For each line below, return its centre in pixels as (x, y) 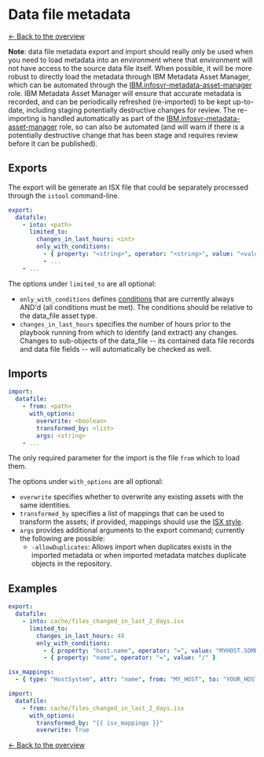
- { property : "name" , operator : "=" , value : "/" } (129, 658)
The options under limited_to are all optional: (82, 283)
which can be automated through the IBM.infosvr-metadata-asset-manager (130, 85)
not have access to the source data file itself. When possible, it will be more (130, 68)
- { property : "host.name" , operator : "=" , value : (128, 651)
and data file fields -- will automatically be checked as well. (115, 349)
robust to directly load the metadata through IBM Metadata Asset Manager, (130, 76)
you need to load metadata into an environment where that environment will (130, 60)
